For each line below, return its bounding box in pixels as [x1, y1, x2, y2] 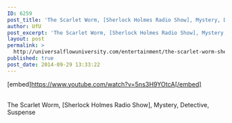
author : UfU [7, 23, 41, 30]
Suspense [7, 108, 36, 116]
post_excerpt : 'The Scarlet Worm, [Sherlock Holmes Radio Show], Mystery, [7, 29, 227, 36]
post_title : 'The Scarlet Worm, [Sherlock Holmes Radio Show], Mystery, [7, 16, 221, 23]
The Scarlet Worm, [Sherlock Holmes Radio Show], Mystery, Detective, [7, 100, 209, 109]
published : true [7, 55, 54, 62]
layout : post [7, 36, 45, 43]
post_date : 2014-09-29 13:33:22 [7, 61, 100, 68]
